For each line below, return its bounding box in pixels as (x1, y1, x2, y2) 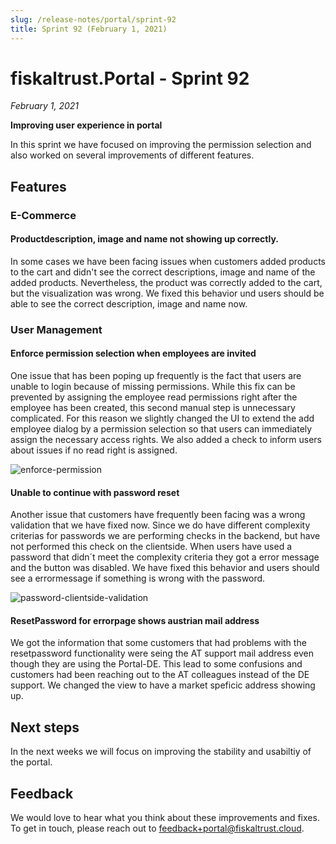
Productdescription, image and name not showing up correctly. (10, 233, 280, 245)
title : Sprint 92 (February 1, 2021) (10, 24, 168, 34)
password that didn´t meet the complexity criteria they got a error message (10, 551, 320, 563)
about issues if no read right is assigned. (10, 444, 178, 456)
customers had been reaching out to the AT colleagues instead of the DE (10, 669, 310, 681)
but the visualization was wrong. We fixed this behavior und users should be (10, 287, 325, 299)
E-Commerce (10, 208, 77, 222)
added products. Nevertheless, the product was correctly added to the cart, (10, 276, 323, 288)
